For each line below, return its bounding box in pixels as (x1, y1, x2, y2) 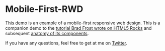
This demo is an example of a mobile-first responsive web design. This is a (5, 20, 160, 26)
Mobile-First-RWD (5, 3, 84, 15)
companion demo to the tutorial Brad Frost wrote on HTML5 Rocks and (5, 25, 152, 31)
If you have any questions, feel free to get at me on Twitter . (5, 40, 127, 46)
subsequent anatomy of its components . (5, 30, 89, 36)
